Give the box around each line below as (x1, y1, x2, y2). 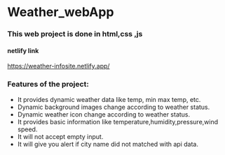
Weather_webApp (7, 4, 114, 20)
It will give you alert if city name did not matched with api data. (17, 140, 198, 148)
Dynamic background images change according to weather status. (17, 103, 210, 111)
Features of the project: (7, 80, 89, 89)
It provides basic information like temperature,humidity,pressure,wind (17, 117, 219, 126)
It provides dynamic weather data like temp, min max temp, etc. (17, 95, 201, 103)
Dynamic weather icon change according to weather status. (17, 110, 191, 119)
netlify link (7, 46, 39, 54)
